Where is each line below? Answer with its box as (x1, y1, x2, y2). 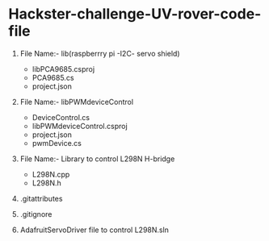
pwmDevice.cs (32, 138, 82, 148)
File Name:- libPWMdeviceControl (19, 97, 134, 106)
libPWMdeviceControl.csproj (32, 121, 128, 131)
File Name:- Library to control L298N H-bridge (19, 154, 175, 164)
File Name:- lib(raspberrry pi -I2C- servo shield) (19, 48, 180, 58)
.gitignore (19, 209, 53, 218)
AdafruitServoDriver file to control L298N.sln (19, 225, 170, 235)
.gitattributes (19, 193, 63, 203)
